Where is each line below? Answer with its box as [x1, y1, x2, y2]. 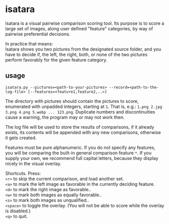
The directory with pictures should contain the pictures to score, [5, 98, 139, 104]
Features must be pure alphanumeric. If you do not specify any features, [5, 144, 155, 150]
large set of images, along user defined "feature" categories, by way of [5, 25, 153, 31]
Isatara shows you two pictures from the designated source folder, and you [5, 46, 161, 52]
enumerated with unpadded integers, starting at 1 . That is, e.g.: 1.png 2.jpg [5, 103, 162, 109]
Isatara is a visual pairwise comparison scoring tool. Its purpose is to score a [5, 20, 164, 26]
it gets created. [5, 135, 37, 141]
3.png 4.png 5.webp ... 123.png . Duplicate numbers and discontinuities [5, 108, 155, 115]
